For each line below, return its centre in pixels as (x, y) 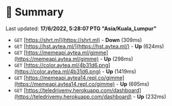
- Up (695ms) (133, 84)
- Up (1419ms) (119, 71)
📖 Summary (35, 12)
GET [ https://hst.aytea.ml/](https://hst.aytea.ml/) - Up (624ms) (89, 46)
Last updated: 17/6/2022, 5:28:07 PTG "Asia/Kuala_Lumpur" (81, 28)
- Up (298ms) (116, 59)
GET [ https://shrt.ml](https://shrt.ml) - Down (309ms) (78, 40)
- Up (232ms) (150, 97)
